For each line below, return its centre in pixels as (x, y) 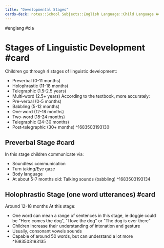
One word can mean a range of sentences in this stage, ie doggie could (84, 216)
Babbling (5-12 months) (36, 106)
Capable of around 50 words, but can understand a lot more (72, 236)
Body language (27, 174)
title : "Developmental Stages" (37, 9)
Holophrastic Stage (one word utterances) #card (80, 194)
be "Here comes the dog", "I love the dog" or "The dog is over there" (81, 221)
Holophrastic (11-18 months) (40, 86)
